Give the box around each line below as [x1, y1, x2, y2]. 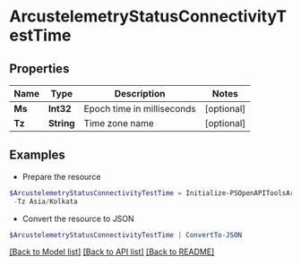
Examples [9, 148, 65, 163]
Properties [9, 61, 70, 76]
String [47, 117, 75, 129]
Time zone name [83, 117, 154, 129]
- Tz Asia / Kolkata [13, 197, 78, 206]
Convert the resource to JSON [21, 213, 134, 224]
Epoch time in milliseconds [83, 103, 196, 115]
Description [114, 88, 166, 99]
